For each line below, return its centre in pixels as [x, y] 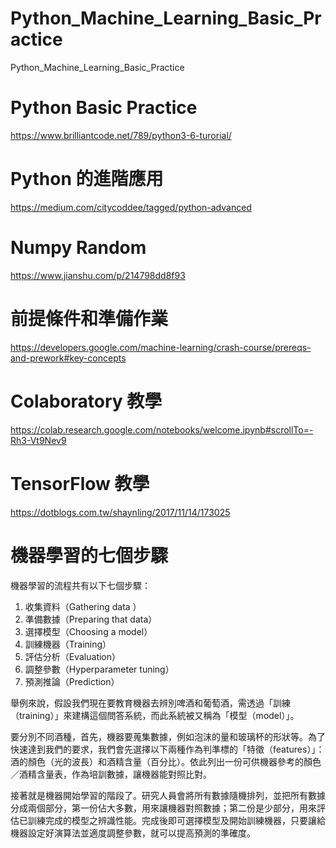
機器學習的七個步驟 [89, 555]
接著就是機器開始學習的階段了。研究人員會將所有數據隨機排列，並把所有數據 [168, 795]
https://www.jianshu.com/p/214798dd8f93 [98, 275]
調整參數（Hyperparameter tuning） [99, 669]
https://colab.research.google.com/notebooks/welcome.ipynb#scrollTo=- [162, 429]
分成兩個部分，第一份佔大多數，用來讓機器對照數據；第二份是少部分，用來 [163, 808]
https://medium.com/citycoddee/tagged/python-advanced [131, 207]
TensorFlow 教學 [80, 483]
